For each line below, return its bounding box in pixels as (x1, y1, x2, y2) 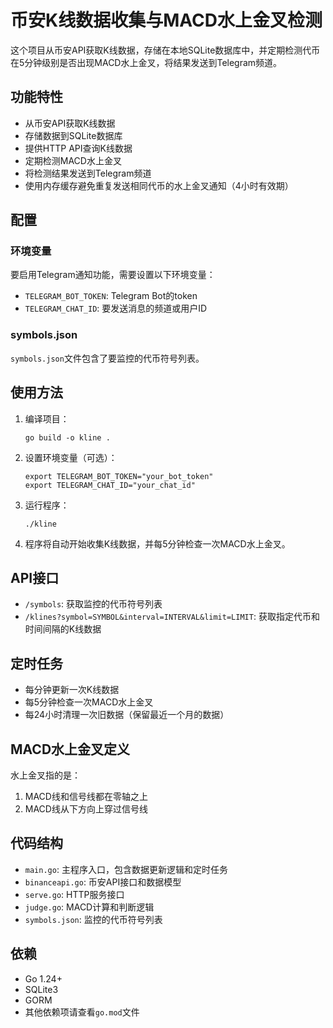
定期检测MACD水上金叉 (24, 154, 122, 166)
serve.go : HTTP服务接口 (24, 888, 125, 900)
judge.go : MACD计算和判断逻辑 (24, 901, 155, 913)
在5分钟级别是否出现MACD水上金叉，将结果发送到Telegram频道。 (10, 56, 283, 68)
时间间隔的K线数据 (24, 623, 102, 635)
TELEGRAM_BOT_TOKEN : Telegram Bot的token (24, 290, 198, 302)
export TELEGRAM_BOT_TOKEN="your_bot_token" (24, 471, 214, 481)
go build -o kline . (24, 432, 111, 443)
